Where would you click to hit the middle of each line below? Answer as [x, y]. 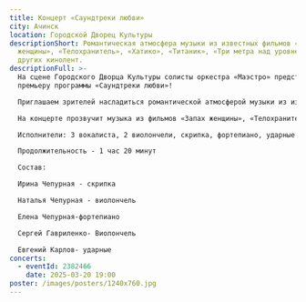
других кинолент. [51, 60]
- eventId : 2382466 [55, 267]
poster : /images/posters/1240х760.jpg [83, 284]
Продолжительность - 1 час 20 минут [87, 151]
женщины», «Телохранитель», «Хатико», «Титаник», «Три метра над [144, 52]
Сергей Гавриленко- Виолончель [77, 233]
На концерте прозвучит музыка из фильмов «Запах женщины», [132, 118]
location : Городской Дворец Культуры [81, 35]
